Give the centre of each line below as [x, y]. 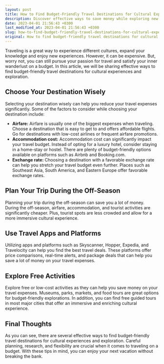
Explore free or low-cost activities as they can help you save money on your [81, 288]
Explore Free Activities [40, 276]
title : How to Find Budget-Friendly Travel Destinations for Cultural [78, 14]
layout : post [18, 10]
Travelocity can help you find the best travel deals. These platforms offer [78, 250]
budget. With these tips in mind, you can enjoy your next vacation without [79, 351]
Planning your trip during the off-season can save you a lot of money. [75, 202]
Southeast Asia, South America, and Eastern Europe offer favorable [80, 170]
